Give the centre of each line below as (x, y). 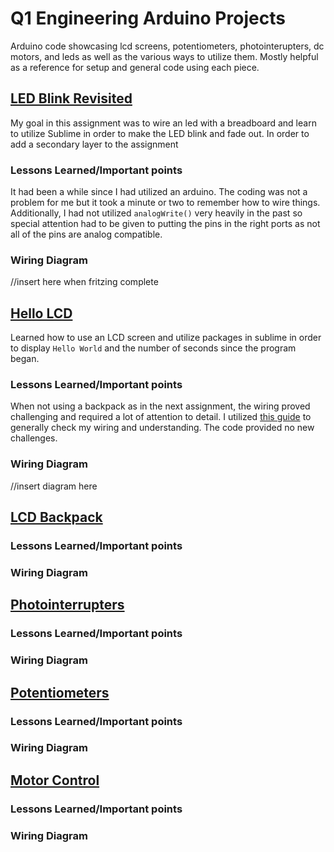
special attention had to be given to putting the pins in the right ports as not (165, 224)
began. (25, 359)
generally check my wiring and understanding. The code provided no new (162, 428)
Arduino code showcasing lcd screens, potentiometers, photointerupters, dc (167, 46)
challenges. (34, 438)
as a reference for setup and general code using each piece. (135, 67)
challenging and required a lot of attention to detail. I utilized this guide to (161, 417)
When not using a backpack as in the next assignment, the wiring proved (160, 406)
